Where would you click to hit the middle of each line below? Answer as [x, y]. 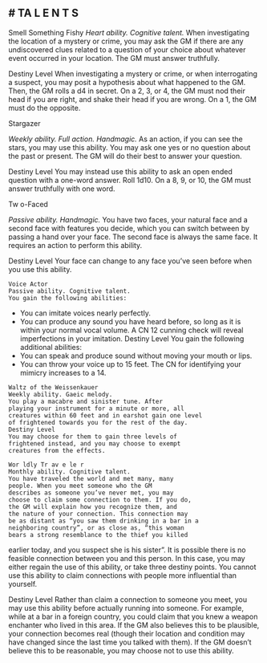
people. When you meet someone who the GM [80, 486]
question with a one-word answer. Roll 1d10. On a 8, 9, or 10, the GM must [129, 180]
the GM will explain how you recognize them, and [93, 506]
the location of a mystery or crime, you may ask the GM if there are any [126, 41]
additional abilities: [51, 347]
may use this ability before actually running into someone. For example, [126, 608]
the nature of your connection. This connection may [98, 514]
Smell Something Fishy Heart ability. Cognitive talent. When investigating [129, 32]
